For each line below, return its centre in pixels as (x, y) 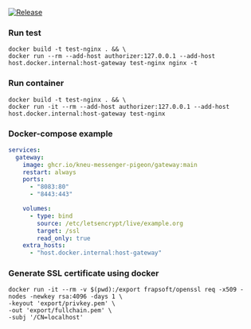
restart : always (50, 172)
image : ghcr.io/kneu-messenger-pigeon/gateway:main (110, 164)
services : (25, 150)
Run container (36, 83)
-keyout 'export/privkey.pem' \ (62, 304)
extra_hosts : (44, 246)
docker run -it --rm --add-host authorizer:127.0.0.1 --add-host (119, 106)
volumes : (37, 209)
